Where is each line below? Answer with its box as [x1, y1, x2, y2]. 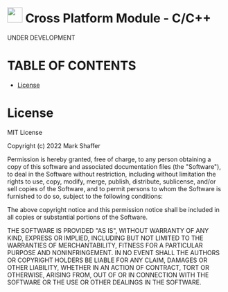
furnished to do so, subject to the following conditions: [7, 192, 163, 200]
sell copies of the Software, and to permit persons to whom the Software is [7, 184, 222, 193]
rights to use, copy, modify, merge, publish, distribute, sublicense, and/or [7, 177, 216, 186]
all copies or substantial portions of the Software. [7, 213, 148, 221]
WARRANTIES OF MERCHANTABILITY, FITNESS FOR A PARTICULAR [7, 241, 203, 250]
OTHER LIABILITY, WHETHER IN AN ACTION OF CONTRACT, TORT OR [7, 263, 209, 271]
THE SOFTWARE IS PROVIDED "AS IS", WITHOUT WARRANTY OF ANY [7, 226, 209, 234]
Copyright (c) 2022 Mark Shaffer [7, 141, 100, 149]
